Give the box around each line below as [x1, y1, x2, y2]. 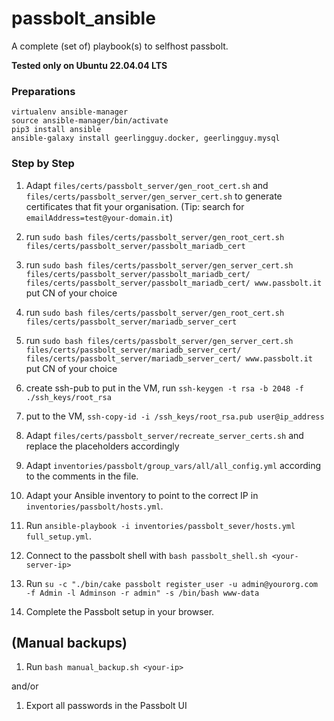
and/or [11, 680, 39, 692]
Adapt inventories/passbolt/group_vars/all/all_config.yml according [25, 459, 321, 471]
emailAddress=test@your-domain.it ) [25, 211, 173, 223]
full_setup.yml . [25, 530, 93, 542]
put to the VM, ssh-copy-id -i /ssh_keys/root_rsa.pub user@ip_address [25, 410, 325, 422]
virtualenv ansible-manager [11, 107, 129, 117]
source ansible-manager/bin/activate [11, 116, 169, 126]
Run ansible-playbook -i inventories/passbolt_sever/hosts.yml [25, 519, 296, 531]
